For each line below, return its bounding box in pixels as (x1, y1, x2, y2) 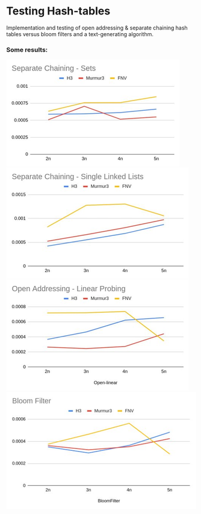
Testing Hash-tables (6, 4, 111, 18)
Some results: (6, 45, 48, 54)
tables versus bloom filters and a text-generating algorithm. (6, 30, 153, 37)
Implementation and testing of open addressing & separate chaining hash (6, 24, 188, 31)
